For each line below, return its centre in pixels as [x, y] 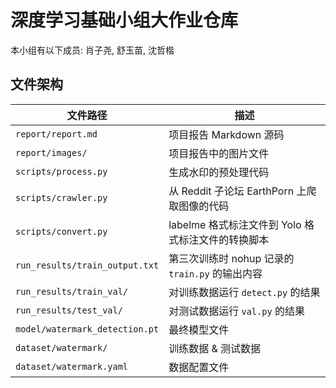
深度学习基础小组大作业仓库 [124, 20]
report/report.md [56, 134]
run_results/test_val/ [69, 310]
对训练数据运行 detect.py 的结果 [244, 292]
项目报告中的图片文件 [219, 153]
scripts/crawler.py [61, 197]
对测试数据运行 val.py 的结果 [236, 311]
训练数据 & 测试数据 [215, 348]
